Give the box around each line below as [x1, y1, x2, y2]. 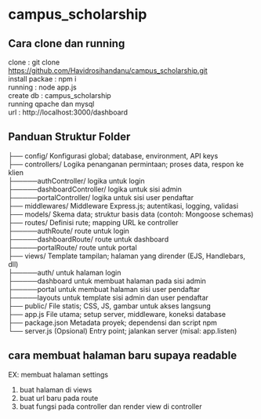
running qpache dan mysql [8, 100, 95, 108]
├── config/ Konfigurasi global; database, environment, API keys [8, 151, 219, 160]
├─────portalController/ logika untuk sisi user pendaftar [8, 192, 194, 202]
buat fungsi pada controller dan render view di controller [19, 402, 202, 411]
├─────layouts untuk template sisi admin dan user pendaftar [8, 293, 209, 302]
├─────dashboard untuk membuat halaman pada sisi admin [8, 276, 206, 286]
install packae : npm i [8, 75, 77, 83]
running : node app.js [8, 82, 77, 92]
